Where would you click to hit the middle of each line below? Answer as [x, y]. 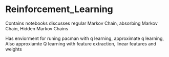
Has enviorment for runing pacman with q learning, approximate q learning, [85, 38]
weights [14, 49]
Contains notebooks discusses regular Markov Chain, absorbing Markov [81, 23]
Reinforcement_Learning [59, 9]
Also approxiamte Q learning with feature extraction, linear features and [81, 43]
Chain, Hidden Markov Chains [37, 28]
